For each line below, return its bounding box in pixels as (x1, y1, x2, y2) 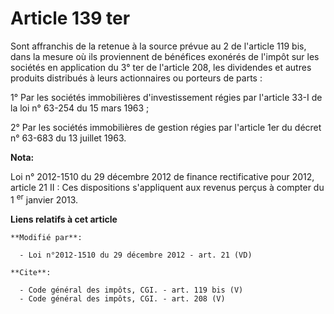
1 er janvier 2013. (10, 192, 79, 206)
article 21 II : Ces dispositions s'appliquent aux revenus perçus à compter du (10, 181, 325, 193)
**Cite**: (10, 267, 52, 277)
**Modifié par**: (10, 232, 83, 242)
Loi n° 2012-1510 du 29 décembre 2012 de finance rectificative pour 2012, (10, 170, 315, 182)
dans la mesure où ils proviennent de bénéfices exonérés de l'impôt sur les (10, 50, 320, 62)
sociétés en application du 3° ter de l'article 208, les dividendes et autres (10, 61, 312, 73)
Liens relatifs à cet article (10, 213, 118, 225)
